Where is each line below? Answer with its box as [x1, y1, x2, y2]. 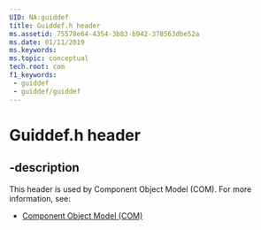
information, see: [9, 193, 71, 203]
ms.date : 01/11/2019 [9, 37, 86, 47]
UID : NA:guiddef [9, 12, 69, 22]
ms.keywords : [9, 46, 58, 55]
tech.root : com [9, 63, 65, 72]
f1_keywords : [9, 71, 58, 80]
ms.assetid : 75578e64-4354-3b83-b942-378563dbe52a [9, 29, 200, 38]
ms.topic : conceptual [9, 54, 89, 63]
